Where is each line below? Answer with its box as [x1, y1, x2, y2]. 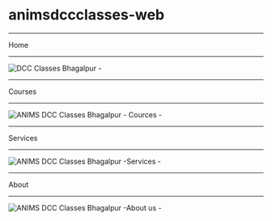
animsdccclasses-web [8, 6, 164, 24]
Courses [8, 87, 37, 96]
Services [8, 133, 38, 142]
